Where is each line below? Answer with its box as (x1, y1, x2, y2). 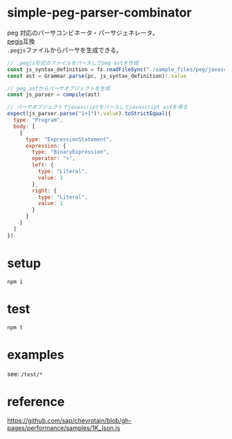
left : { (32, 162, 54, 168)
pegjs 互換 (7, 37, 36, 46)
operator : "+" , (32, 155, 76, 162)
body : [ (13, 123, 36, 130)
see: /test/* (7, 369, 43, 378)
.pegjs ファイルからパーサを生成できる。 (7, 46, 123, 54)
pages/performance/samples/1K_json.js (7, 424, 121, 432)
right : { (32, 187, 57, 194)
